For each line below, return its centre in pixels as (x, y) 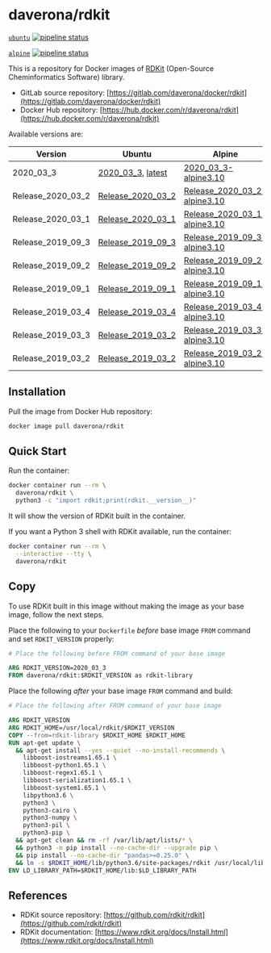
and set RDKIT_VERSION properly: (61, 638)
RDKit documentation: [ (59, 932)
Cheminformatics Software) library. (67, 77)
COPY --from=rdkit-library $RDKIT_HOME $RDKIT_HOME (97, 735)
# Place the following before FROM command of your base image (117, 654)
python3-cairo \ (50, 810)
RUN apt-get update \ (45, 743)
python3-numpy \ (50, 818)
